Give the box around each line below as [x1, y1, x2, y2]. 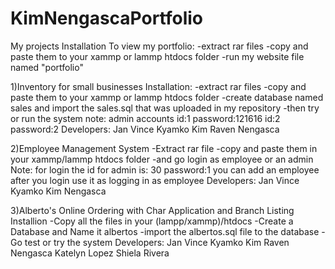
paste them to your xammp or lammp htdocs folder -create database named [10, 91, 324, 103]
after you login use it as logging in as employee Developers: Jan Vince [10, 174, 300, 186]
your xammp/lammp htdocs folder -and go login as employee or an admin [10, 153, 314, 165]
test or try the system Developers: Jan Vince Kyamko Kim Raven [24, 236, 290, 248]
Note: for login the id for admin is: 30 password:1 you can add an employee [10, 163, 320, 176]
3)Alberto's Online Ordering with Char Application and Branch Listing [10, 204, 295, 216]
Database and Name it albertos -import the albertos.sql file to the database [10, 225, 320, 237]
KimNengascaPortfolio [10, 7, 204, 30]
